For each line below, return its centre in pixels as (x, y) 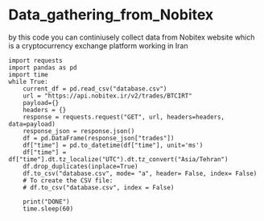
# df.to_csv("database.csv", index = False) (99, 187)
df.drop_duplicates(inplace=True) (80, 166)
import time (28, 74)
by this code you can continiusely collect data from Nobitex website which (132, 37)
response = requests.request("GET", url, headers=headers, (124, 117)
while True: (28, 81)
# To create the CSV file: (68, 180)
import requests (35, 60)
